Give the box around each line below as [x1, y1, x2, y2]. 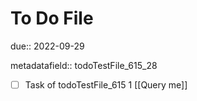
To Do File [10, 7, 94, 30]
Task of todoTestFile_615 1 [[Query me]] [24, 78, 188, 91]
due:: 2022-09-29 [10, 40, 85, 52]
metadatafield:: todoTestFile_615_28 [10, 59, 158, 71]
